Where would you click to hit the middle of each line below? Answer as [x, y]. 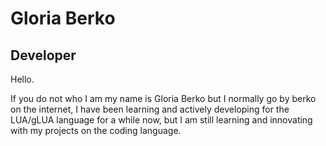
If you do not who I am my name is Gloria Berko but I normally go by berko [163, 98]
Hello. [22, 79]
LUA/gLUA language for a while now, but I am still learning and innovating [161, 120]
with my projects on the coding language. [96, 130]
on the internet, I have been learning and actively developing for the [150, 109]
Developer [43, 55]
